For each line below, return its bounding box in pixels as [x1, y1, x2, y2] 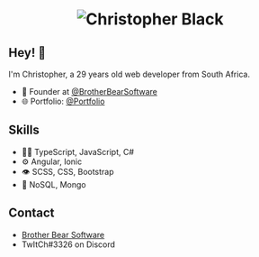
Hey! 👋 [8, 45, 47, 60]
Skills [8, 123, 40, 138]
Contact [8, 206, 55, 221]
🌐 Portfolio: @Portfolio [21, 96, 105, 106]
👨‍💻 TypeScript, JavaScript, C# [21, 146, 135, 157]
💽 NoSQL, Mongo [21, 179, 86, 189]
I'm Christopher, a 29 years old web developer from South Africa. [8, 69, 251, 79]
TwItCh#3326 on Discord [21, 239, 116, 250]
